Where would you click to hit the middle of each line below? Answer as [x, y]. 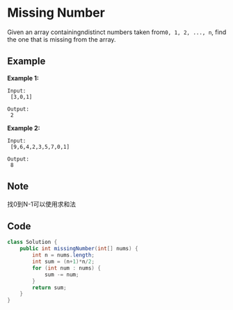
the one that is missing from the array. [62, 39]
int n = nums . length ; [64, 255]
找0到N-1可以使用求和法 [42, 204]
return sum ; [50, 287]
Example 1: [23, 78]
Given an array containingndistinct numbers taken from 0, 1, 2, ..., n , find [117, 32]
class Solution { [32, 242]
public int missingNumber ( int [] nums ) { [79, 249]
